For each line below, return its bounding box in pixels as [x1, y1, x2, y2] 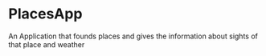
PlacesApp [8, 5, 83, 23]
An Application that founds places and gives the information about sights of [8, 31, 259, 41]
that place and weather [8, 39, 85, 49]
